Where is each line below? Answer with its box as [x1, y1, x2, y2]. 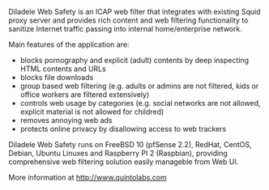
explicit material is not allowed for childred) [19, 107, 164, 116]
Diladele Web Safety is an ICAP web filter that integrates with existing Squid [8, 7, 261, 16]
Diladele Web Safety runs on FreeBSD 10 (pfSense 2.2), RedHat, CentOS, [8, 140, 253, 149]
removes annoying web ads [19, 116, 113, 125]
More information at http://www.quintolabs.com [8, 173, 168, 182]
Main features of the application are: [8, 40, 130, 49]
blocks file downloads [19, 73, 94, 82]
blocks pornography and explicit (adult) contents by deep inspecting [19, 56, 250, 65]
